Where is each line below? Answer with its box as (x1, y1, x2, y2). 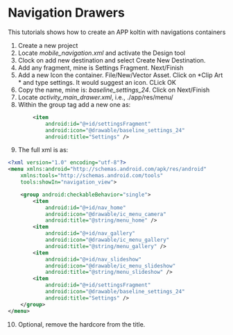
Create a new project (17, 41, 78, 49)
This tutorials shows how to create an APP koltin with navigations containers (8, 28, 226, 36)
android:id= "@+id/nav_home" (44, 204, 127, 211)
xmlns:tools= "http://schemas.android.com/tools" (20, 172, 164, 179)
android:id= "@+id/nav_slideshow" (44, 256, 141, 263)
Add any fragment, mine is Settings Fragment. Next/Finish (17, 63, 184, 72)
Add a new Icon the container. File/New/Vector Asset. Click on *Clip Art (17, 71, 223, 79)
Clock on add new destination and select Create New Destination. (17, 56, 206, 64)
